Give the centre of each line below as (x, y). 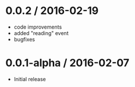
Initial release (30, 79)
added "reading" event (41, 33)
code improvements (38, 27)
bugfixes (24, 39)
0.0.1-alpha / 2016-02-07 (67, 63)
